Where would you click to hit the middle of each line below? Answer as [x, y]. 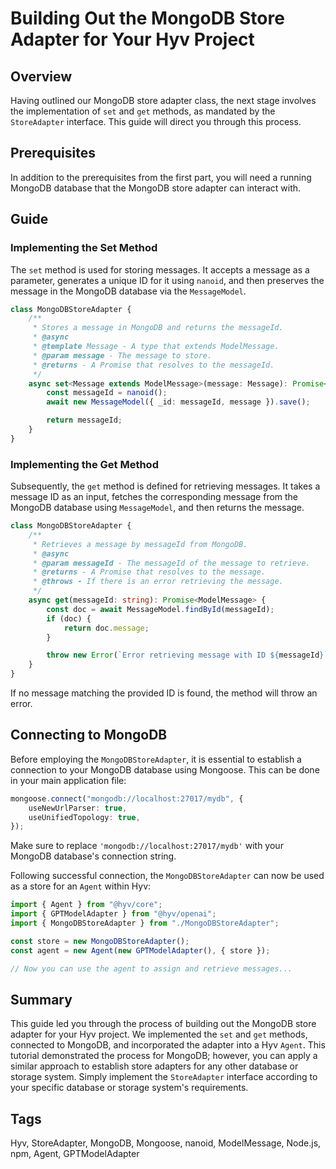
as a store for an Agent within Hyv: [81, 886]
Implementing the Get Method [84, 464]
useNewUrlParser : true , [78, 808]
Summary [41, 1000]
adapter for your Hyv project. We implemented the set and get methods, [159, 1034]
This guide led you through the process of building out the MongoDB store [163, 1024]
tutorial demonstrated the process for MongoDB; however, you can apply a [164, 1056]
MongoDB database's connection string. [93, 856]
